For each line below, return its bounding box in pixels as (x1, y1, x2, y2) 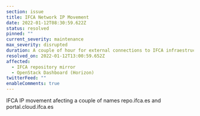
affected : (6, 58, 31, 64)
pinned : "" (6, 31, 33, 37)
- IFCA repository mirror (11, 64, 76, 70)
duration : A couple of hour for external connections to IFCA (6, 48, 164, 54)
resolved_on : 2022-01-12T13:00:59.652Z (6, 53, 105, 59)
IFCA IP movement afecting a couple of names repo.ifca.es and (6, 97, 161, 104)
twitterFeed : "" (6, 75, 46, 81)
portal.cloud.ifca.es (6, 104, 54, 110)
